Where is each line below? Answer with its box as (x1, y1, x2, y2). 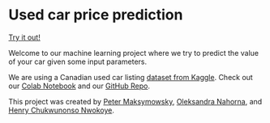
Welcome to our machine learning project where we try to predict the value (8, 48, 259, 57)
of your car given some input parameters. (8, 57, 148, 66)
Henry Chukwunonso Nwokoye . (8, 105, 115, 115)
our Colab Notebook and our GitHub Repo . (8, 81, 150, 91)
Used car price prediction (8, 6, 183, 24)
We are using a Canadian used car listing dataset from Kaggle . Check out (8, 72, 253, 82)
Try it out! (8, 32, 41, 42)
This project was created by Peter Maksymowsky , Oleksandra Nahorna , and (8, 96, 263, 106)
